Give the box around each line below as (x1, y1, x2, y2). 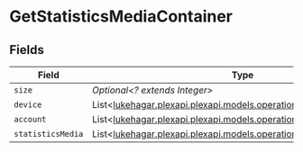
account (14, 114, 47, 124)
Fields (9, 42, 45, 58)
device (14, 100, 42, 110)
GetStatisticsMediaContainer (9, 6, 233, 27)
